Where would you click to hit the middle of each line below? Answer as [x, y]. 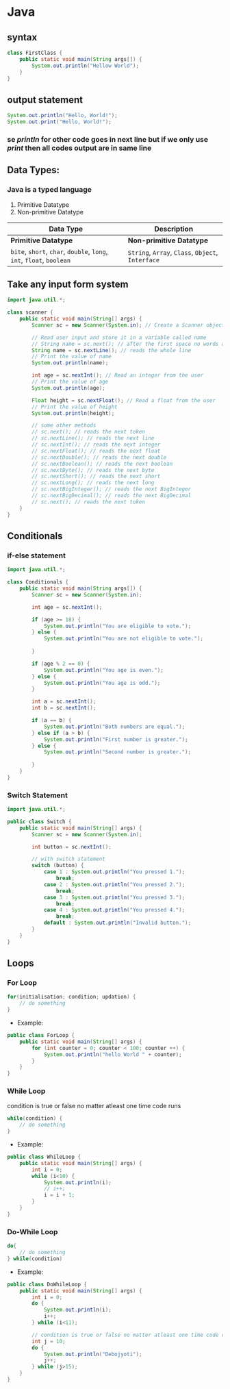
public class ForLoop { [41, 1036]
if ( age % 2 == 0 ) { [61, 664]
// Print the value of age [70, 382]
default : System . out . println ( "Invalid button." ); [117, 923]
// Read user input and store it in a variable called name [119, 337]
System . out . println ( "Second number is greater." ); [117, 752]
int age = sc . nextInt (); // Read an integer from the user [118, 375]
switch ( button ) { [58, 866]
